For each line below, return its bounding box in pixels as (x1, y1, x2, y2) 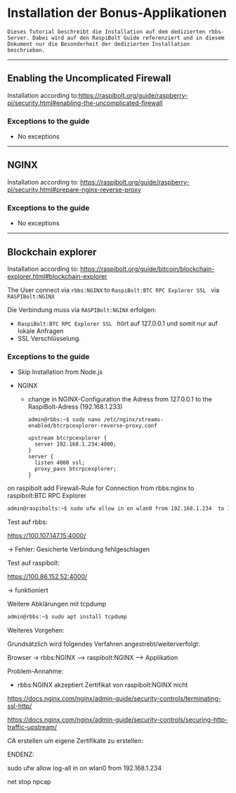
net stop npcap (7, 778, 51, 786)
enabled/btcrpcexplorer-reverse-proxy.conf (27, 423, 158, 430)
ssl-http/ (7, 702, 32, 711)
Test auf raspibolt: (7, 558, 60, 568)
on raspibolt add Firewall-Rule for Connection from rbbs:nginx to (7, 484, 195, 492)
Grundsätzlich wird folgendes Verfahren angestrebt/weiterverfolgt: (7, 639, 200, 649)
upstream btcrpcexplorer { (27, 435, 107, 442)
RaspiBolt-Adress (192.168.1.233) (27, 403, 123, 411)
